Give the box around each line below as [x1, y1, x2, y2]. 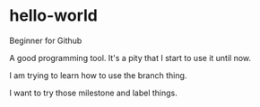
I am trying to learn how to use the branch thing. [9, 69, 187, 81]
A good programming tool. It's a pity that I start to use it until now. [9, 52, 252, 63]
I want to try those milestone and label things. [9, 87, 178, 98]
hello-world [9, 5, 99, 26]
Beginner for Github [9, 35, 82, 46]
